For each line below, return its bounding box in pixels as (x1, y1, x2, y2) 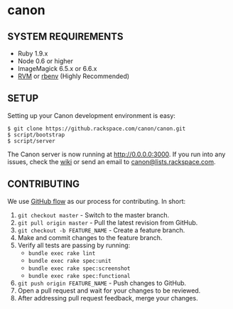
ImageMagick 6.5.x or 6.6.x (17, 65, 97, 72)
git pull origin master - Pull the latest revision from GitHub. (17, 218, 198, 227)
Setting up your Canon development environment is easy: (7, 111, 176, 119)
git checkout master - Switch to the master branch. (17, 210, 169, 219)
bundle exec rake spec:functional (28, 272, 131, 279)
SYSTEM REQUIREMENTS (7, 31, 124, 43)
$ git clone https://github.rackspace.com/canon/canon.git (7, 125, 186, 132)
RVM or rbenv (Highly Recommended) (17, 72, 130, 80)
